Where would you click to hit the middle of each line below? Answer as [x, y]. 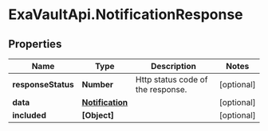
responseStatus [43, 85]
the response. [161, 89]
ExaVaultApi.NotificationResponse [126, 15]
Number [98, 85]
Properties [35, 44]
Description [173, 66]
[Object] [98, 115]
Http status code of [171, 79]
